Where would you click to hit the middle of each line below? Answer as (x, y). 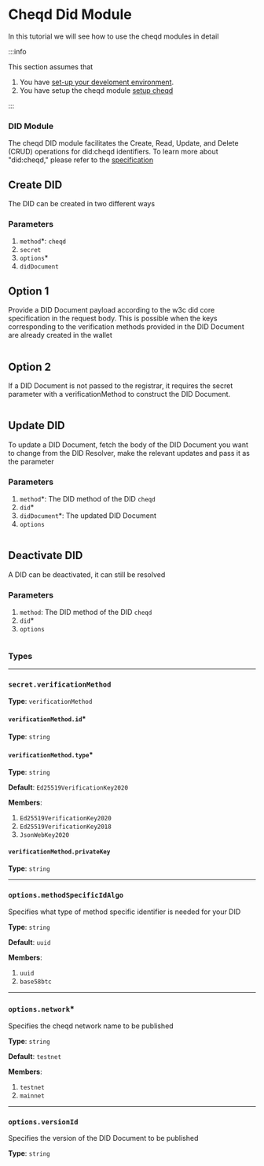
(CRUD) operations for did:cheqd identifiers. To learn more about (113, 152)
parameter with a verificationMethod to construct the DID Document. (119, 394)
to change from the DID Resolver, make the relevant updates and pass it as (129, 453)
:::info (17, 51)
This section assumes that (51, 67)
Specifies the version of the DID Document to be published (103, 1138)
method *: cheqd (43, 241)
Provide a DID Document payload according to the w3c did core (112, 310)
